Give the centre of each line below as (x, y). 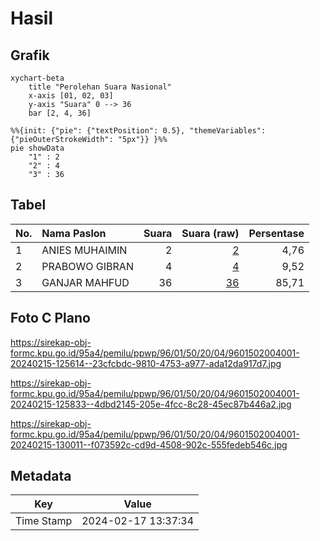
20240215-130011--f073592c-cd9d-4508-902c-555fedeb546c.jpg (149, 444)
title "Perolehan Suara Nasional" (100, 87)
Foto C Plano (50, 318)
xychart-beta (37, 78)
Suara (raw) (210, 233)
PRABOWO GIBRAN (87, 266)
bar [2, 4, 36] (60, 113)
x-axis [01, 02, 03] (71, 96)
